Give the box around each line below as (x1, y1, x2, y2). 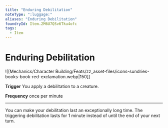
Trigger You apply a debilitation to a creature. (5, 83, 99, 89)
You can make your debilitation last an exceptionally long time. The (5, 107, 143, 113)
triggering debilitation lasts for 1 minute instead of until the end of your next (5, 113, 160, 119)
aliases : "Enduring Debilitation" (5, 16, 77, 21)
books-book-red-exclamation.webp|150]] (5, 73, 90, 80)
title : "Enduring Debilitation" (5, 7, 72, 12)
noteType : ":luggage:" (5, 12, 52, 17)
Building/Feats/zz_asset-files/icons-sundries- (55, 68, 149, 74)
